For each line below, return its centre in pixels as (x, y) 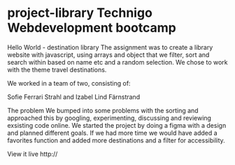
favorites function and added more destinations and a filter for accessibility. (116, 140)
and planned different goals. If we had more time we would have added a (113, 133)
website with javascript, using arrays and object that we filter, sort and (108, 55)
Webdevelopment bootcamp (92, 28)
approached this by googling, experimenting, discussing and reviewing (109, 118)
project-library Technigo (80, 13)
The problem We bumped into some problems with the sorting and (103, 110)
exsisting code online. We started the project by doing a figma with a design (117, 125)
